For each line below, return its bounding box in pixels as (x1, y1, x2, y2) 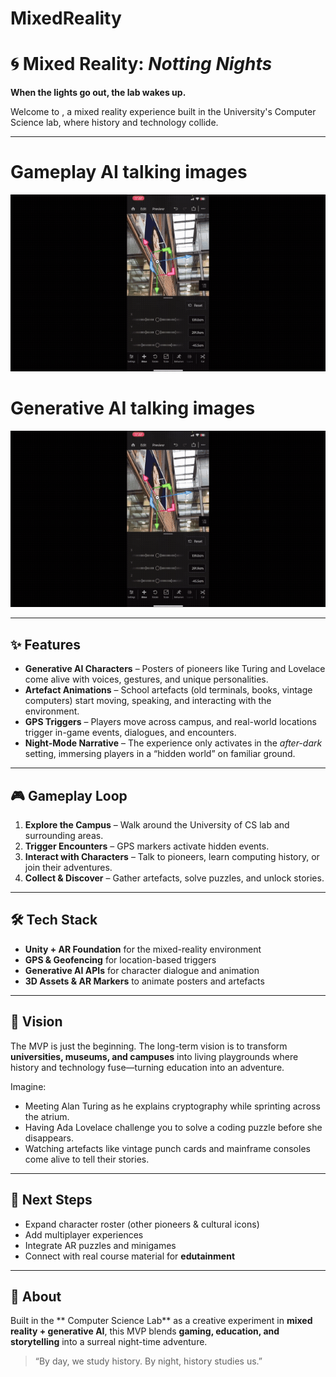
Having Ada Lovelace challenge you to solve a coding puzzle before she (24, 1121, 323, 1133)
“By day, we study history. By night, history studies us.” (34, 1355, 263, 1367)
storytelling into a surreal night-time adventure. (10, 1336, 208, 1348)
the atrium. (24, 1110, 70, 1122)
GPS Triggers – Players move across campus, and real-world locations (24, 716, 317, 728)
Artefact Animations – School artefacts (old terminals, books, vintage (24, 684, 313, 696)
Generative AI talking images (10, 397, 256, 419)
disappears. (24, 1132, 75, 1144)
